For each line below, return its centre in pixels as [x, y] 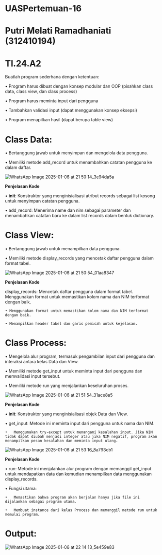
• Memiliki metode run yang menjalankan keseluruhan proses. [67, 386]
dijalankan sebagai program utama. [41, 502]
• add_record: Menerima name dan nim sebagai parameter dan [68, 210]
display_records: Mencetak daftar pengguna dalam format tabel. [69, 292]
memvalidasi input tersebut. [33, 376]
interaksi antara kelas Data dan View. [42, 362]
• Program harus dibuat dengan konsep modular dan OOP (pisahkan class [79, 86]
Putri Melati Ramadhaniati [58, 31]
